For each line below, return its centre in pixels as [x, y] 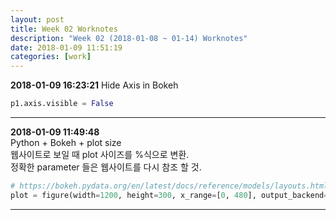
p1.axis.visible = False [62, 104]
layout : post [37, 19]
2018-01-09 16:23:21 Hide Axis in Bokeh [94, 85]
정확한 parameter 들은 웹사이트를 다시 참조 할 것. [106, 167]
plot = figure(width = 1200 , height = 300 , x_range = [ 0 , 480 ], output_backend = [169, 195]
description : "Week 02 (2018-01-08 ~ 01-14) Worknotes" [129, 38]
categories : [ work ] [51, 57]
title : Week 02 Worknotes [64, 29]
